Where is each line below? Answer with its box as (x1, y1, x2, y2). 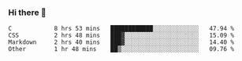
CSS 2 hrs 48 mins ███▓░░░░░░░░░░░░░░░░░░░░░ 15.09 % (8, 31, 235, 40)
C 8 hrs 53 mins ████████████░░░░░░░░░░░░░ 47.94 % (8, 25, 235, 33)
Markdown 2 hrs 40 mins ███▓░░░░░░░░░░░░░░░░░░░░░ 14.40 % (8, 38, 235, 46)
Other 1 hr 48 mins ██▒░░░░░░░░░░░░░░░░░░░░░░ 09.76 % (8, 45, 235, 53)
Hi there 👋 (8, 7, 47, 18)
